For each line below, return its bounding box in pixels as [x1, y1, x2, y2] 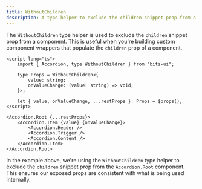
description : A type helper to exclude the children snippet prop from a [6, 15, 197, 21]
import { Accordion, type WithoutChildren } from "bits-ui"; [17, 61, 174, 67]
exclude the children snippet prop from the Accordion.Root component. [6, 163, 185, 170]
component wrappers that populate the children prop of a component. [6, 44, 183, 51]
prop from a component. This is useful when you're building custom [6, 38, 175, 45]
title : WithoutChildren [6, 8, 67, 15]
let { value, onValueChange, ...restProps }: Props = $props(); [17, 98, 183, 104]
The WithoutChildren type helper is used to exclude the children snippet [6, 31, 187, 38]
